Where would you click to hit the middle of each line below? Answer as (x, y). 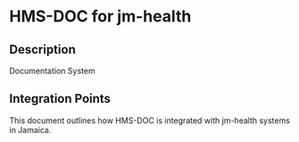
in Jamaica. (30, 129)
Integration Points (60, 99)
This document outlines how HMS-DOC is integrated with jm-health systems (149, 120)
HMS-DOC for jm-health (100, 17)
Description (42, 50)
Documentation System (52, 71)
